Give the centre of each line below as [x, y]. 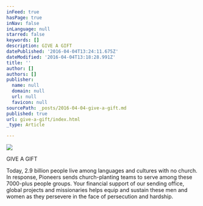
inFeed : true [23, 12]
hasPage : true [24, 18]
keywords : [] [23, 40]
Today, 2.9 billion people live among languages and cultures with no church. [102, 171]
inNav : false [23, 23]
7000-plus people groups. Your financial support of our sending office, [95, 184]
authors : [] [21, 74]
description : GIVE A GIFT [39, 46]
